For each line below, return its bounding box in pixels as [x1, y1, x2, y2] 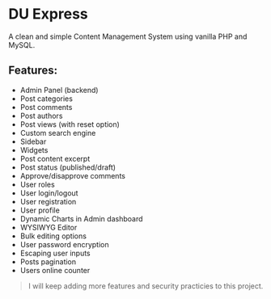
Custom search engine [19, 128, 96, 137]
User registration [19, 196, 77, 206]
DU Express [8, 5, 89, 23]
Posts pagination [19, 256, 77, 267]
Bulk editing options [19, 231, 87, 241]
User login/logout [19, 187, 78, 198]
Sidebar [19, 137, 47, 146]
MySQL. [8, 40, 36, 49]
